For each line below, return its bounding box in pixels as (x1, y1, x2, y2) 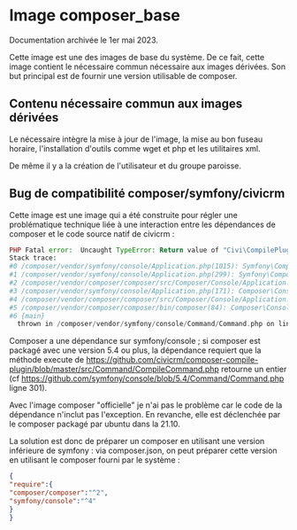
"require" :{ (9, 480, 53, 489)
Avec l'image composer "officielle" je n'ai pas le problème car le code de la (9, 400, 283, 410)
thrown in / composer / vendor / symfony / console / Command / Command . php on (17, 320, 275, 329)
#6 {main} (9, 311, 46, 320)
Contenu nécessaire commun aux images (9, 97, 243, 112)
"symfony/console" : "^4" (9, 496, 97, 505)
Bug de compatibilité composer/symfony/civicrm (9, 186, 286, 201)
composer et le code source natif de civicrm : (9, 228, 175, 239)
